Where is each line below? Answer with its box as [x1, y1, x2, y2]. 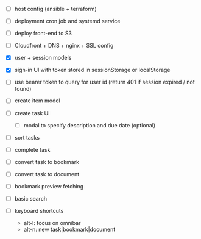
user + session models [14, 54, 72, 62]
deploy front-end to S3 [14, 30, 72, 37]
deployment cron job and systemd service [14, 18, 121, 25]
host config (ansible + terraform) [14, 5, 97, 12]
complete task [14, 146, 51, 153]
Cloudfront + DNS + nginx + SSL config [14, 42, 114, 49]
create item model [14, 97, 60, 104]
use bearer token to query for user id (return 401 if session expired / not [14, 79, 196, 86]
